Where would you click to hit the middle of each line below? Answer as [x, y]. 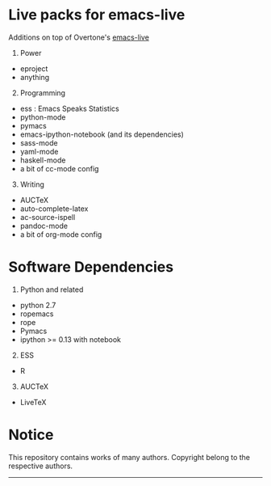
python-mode [43, 117]
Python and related [52, 289]
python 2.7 [38, 305]
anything [35, 77]
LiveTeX [33, 402]
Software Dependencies [91, 267]
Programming [43, 93]
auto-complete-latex [54, 209]
